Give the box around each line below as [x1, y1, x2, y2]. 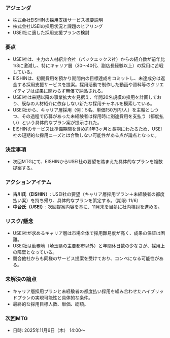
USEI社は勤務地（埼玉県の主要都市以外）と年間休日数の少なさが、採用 [12, 243, 161, 249]
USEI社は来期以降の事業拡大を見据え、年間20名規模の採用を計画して [12, 94, 157, 100]
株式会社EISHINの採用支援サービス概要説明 [12, 17, 103, 23]
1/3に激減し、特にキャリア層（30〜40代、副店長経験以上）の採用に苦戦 [12, 62, 164, 68]
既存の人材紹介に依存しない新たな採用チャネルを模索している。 [21, 100, 155, 106]
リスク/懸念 [5, 218, 34, 225]
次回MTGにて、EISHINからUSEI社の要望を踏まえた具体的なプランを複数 [12, 158, 163, 164]
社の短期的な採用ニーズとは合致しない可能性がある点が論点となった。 [12, 132, 159, 138]
